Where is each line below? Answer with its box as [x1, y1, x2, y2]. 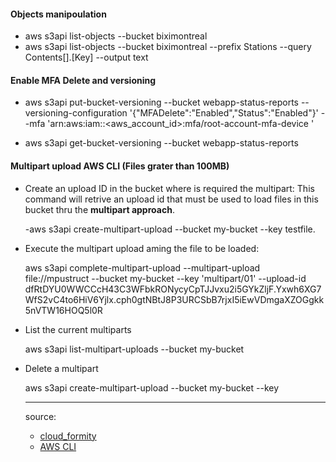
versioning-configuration [24, 107, 128, 119]
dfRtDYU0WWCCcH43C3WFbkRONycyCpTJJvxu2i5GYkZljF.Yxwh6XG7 [24, 283, 322, 295]
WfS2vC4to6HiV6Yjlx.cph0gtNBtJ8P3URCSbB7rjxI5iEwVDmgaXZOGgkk [24, 293, 325, 305]
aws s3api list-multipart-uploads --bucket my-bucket [24, 343, 245, 355]
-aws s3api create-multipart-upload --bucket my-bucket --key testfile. [24, 223, 316, 235]
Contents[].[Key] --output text [24, 51, 149, 64]
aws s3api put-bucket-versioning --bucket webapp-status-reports [24, 96, 299, 109]
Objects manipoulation [10, 8, 107, 20]
